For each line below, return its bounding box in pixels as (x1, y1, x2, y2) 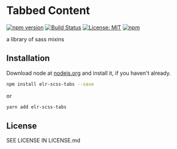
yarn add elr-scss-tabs (6, 104, 67, 110)
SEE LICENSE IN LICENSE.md (6, 137, 81, 144)
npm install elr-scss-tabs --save (6, 81, 95, 87)
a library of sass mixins (6, 35, 65, 43)
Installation (6, 53, 50, 64)
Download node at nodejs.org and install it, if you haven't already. (6, 69, 171, 77)
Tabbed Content (6, 4, 90, 18)
